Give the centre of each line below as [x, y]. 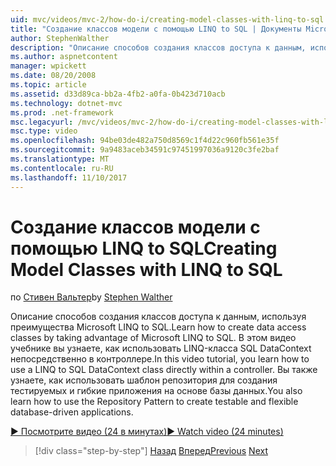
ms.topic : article [48, 85]
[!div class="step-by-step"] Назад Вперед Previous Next [151, 451]
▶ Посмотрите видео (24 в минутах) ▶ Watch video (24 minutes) [147, 432]
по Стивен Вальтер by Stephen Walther [91, 297]
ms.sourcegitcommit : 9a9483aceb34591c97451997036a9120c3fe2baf [145, 150]
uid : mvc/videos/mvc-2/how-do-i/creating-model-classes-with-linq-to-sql [167, 19]
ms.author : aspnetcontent [64, 57]
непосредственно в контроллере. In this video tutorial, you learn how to [160, 359]
